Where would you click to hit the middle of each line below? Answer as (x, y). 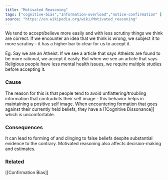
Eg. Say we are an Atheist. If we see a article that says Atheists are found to (83, 53)
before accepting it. (25, 69)
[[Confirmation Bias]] (27, 173)
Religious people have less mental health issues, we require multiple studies (83, 64)
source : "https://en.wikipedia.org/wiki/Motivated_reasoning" (71, 19)
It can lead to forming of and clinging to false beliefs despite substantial (79, 138)
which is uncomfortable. (30, 114)
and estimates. (20, 149)
